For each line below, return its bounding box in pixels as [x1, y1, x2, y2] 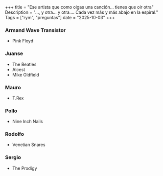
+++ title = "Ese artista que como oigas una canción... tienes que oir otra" [5, 4, 154, 10]
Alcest [12, 66, 25, 73]
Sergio [5, 154, 21, 161]
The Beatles [12, 61, 37, 67]
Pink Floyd [12, 38, 33, 44]
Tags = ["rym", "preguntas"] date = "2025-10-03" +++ [5, 15, 115, 20]
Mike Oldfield [12, 72, 39, 77]
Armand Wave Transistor [5, 26, 66, 33]
